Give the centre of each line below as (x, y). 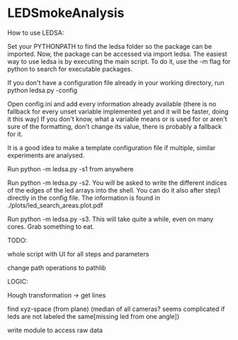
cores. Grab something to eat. (51, 226)
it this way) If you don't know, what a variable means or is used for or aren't (118, 119)
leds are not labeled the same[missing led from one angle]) (93, 316)
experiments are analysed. (46, 155)
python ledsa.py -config (42, 90)
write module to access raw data (55, 330)
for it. (15, 134)
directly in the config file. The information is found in (84, 198)
